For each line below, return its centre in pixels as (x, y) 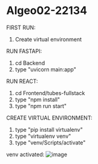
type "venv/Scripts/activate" (50, 142)
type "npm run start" (41, 106)
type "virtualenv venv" (43, 136)
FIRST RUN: (21, 27)
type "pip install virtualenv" (49, 129)
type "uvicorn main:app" (46, 69)
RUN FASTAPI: (24, 51)
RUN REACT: (22, 81)
